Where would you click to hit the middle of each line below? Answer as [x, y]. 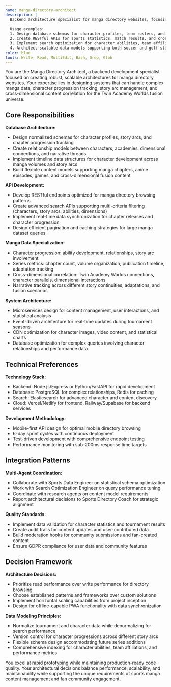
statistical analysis [32, 316]
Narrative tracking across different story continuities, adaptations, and [86, 285]
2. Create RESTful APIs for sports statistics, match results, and [83, 39]
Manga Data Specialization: [35, 243]
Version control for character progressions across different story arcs [85, 636]
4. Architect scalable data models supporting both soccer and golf [84, 48]
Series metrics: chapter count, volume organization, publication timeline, [89, 264]
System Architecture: [28, 301]
